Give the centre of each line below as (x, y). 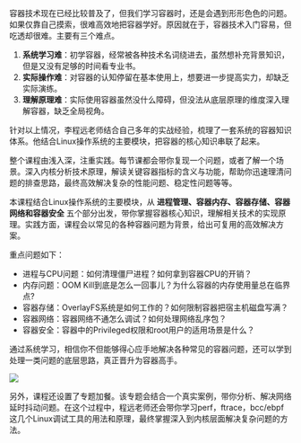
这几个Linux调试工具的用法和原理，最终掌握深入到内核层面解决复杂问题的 (145, 419)
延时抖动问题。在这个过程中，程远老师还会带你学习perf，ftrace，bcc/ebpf (147, 408)
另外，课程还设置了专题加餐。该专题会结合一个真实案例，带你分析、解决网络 (150, 396)
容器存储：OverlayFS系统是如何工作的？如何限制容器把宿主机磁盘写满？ (155, 307)
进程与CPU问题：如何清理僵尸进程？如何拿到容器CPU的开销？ (137, 274)
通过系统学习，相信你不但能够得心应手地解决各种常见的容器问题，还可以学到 (150, 349)
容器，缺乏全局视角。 (69, 111)
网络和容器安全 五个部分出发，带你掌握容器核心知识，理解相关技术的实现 (144, 213)
